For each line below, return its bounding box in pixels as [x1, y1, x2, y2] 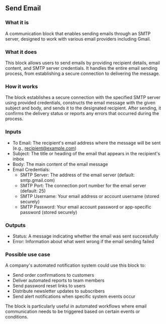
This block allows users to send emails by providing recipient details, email [5, 60, 160, 66]
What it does [5, 48, 37, 55]
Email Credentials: [12, 166, 50, 172]
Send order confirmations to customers [12, 272, 95, 278]
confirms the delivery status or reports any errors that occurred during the [5, 111, 159, 117]
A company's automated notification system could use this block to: [5, 262, 146, 268]
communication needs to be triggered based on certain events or [5, 308, 140, 314]
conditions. [5, 314, 29, 320]
